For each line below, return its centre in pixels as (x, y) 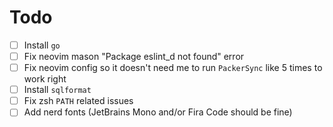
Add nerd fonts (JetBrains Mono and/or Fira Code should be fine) (158, 112)
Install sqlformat (57, 90)
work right (45, 79)
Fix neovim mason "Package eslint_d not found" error (134, 56)
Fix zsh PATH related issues (78, 101)
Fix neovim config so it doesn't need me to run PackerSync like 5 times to (173, 68)
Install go (42, 45)
